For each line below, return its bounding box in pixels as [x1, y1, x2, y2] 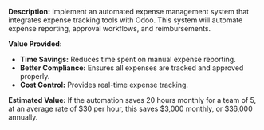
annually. [8, 112, 38, 122]
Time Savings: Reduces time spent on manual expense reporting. [19, 55, 237, 64]
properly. [19, 72, 50, 81]
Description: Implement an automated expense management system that [8, 7, 250, 16]
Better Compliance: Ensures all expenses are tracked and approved [19, 63, 244, 73]
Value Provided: [8, 39, 62, 49]
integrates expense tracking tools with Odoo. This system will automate [8, 15, 243, 25]
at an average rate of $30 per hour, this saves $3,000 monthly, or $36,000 [8, 104, 253, 113]
